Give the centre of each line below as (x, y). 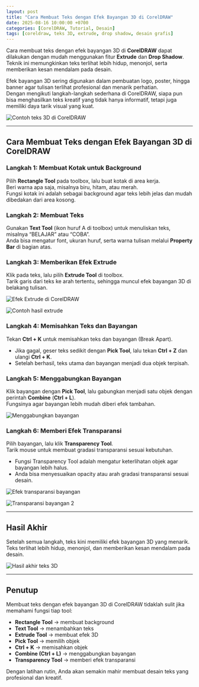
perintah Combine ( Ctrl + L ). (41, 397)
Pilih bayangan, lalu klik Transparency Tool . (60, 444)
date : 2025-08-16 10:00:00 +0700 (47, 23)
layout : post (22, 12)
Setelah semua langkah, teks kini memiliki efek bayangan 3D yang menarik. (98, 542)
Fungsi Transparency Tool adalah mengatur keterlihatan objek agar (97, 461)
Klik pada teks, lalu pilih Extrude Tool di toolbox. (65, 275)
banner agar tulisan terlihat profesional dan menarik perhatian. (82, 87)
